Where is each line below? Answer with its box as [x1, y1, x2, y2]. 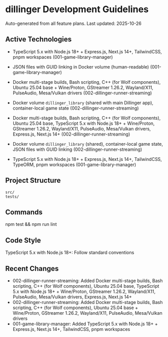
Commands [5, 208, 43, 216]
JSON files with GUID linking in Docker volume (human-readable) [12, 63, 149, 70]
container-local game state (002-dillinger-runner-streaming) [12, 105, 139, 111]
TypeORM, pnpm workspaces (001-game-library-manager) [12, 161, 137, 167]
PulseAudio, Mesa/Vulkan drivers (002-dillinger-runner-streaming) [12, 90, 152, 96]
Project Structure [5, 176, 61, 185]
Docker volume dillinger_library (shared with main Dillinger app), [12, 99, 154, 106]
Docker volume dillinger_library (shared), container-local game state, [12, 141, 163, 147]
